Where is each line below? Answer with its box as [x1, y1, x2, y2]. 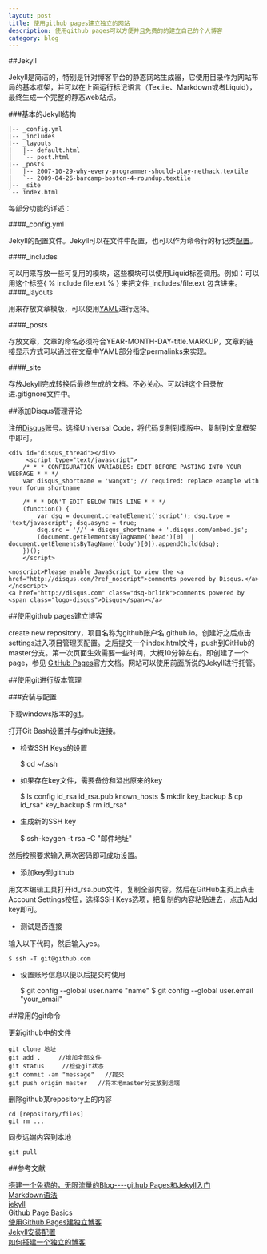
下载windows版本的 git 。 [8, 709, 89, 719]
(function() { [22, 505, 70, 513]
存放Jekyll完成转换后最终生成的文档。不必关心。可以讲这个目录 [8, 379, 217, 389]
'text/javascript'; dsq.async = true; [8, 519, 137, 527]
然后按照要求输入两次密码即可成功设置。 [8, 851, 141, 860]
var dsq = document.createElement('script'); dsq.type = [37, 512, 230, 520]
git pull [8, 1148, 38, 1156]
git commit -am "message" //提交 [8, 1071, 125, 1079]
